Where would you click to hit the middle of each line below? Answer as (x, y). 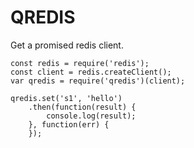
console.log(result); (91, 116)
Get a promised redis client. (67, 45)
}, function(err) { (69, 124)
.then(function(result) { (82, 107)
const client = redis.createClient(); (91, 72)
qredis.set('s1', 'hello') (66, 98)
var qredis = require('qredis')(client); (98, 81)
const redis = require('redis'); (80, 63)
